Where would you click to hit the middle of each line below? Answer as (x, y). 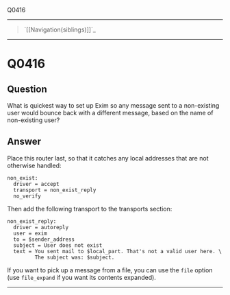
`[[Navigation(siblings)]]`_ (60, 29)
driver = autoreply (41, 227)
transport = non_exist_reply (55, 190)
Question (27, 89)
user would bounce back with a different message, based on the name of (110, 113)
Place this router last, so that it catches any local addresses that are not (108, 158)
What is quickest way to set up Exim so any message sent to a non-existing (113, 105)
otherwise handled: (34, 165)
